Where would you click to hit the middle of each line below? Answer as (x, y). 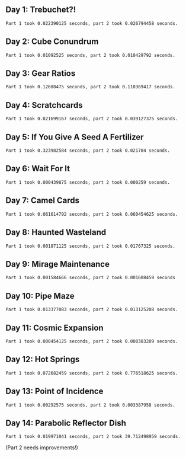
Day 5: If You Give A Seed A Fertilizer (75, 137)
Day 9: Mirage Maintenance (58, 264)
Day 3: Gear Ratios (41, 73)
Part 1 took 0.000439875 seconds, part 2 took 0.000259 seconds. (88, 182)
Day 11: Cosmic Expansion (55, 327)
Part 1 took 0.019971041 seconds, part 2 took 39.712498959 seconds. (93, 437)
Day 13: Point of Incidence (54, 392)
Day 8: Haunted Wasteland (56, 233)
